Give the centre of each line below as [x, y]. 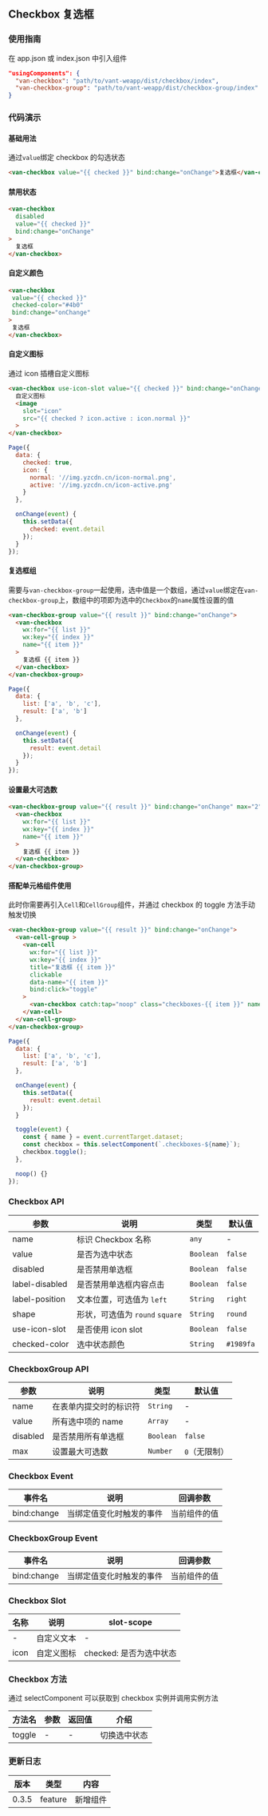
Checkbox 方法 [38, 1679]
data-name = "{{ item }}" [69, 982]
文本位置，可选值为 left [122, 1299]
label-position [39, 1299]
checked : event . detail [67, 529]
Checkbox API [36, 1201]
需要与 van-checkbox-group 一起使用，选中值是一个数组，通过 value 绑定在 [126, 590]
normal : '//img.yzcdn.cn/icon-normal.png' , [103, 477]
